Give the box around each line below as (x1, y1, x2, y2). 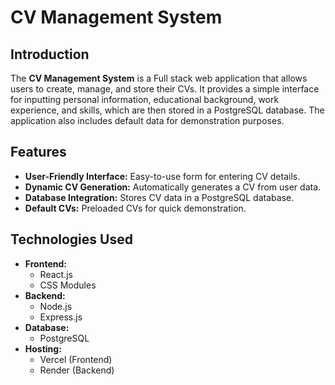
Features (10, 144, 67, 161)
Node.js (39, 300, 73, 312)
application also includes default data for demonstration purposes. (10, 115, 285, 126)
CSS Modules (39, 279, 97, 291)
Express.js (39, 311, 83, 323)
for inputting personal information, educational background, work (10, 94, 280, 105)
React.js (39, 268, 73, 280)
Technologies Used (10, 231, 133, 248)
